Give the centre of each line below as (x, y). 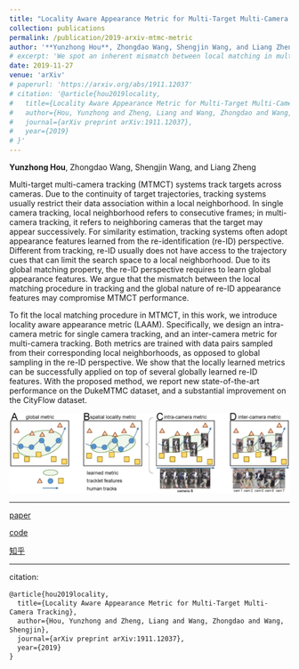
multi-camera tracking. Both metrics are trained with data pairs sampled (141, 343)
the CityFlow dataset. (48, 400)
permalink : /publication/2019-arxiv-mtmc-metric (101, 37)
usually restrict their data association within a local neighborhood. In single (146, 203)
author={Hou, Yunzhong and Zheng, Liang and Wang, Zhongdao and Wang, (151, 621)
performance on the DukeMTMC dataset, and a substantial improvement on (148, 391)
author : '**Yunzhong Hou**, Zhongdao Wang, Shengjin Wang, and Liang (141, 47)
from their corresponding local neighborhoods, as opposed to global (135, 353)
